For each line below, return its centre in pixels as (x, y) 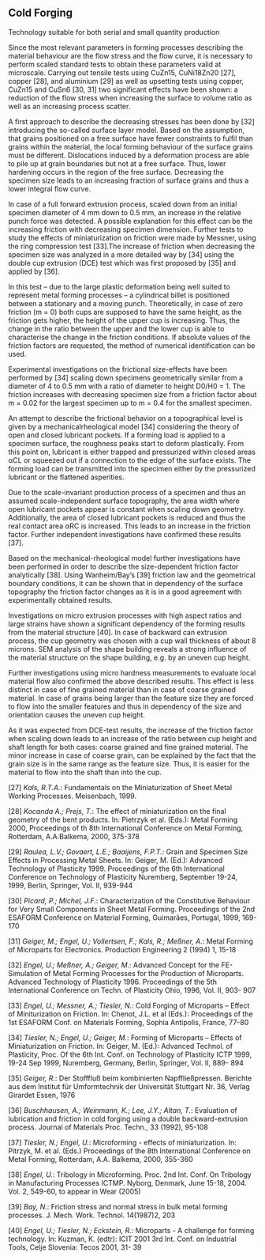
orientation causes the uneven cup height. (77, 714)
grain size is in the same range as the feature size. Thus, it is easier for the (129, 763)
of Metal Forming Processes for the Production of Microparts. (144, 973)
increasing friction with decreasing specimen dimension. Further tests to (126, 229)
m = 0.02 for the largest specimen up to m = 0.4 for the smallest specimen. (130, 403)
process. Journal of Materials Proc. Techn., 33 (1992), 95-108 (108, 1127)
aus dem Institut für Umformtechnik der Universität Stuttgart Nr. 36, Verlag (129, 1086)
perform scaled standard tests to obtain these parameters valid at (115, 64)
